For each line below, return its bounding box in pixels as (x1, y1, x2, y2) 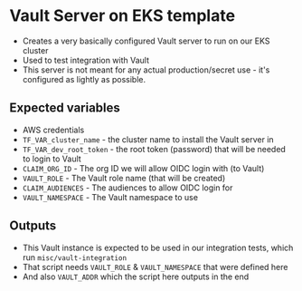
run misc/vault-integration (22, 251, 127, 263)
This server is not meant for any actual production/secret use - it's (22, 64, 270, 75)
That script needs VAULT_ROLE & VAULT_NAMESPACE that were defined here (22, 261, 288, 272)
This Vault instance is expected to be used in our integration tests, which (22, 242, 294, 253)
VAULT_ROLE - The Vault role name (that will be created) (22, 172, 226, 183)
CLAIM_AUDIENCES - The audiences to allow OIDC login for (22, 182, 233, 193)
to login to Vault (22, 153, 81, 164)
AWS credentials (22, 124, 85, 135)
